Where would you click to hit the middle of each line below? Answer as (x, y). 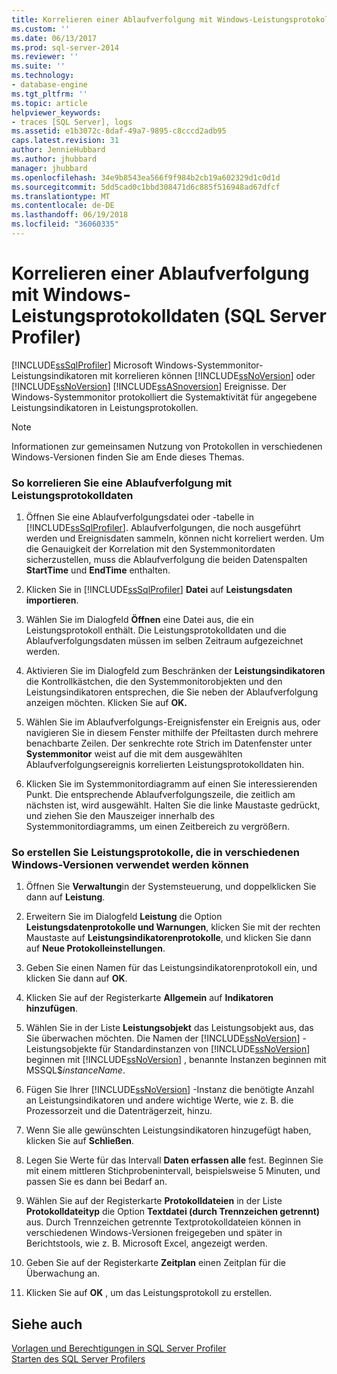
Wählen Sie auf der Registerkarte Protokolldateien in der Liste (154, 1201)
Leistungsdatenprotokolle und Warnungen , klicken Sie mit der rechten (173, 927)
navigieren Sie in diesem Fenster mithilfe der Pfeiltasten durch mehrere (172, 733)
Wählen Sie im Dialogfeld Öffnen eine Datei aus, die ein (139, 620)
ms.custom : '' (41, 29)
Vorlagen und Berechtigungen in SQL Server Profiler (119, 1348)
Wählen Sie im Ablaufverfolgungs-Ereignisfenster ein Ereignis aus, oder (173, 722)
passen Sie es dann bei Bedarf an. (96, 1182)
